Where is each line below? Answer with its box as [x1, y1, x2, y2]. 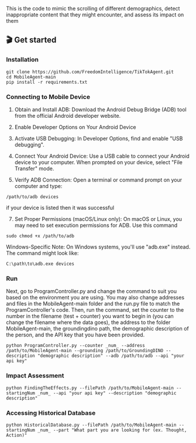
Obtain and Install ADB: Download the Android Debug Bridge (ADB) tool [14, 105, 187, 113]
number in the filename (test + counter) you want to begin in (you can [6, 313, 174, 320]
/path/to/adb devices [6, 193, 59, 200]
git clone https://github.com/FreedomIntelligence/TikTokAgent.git [6, 69, 174, 75]
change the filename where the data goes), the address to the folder [6, 319, 171, 326]
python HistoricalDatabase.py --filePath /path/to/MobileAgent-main [6, 422, 177, 428]
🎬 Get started [6, 35, 57, 45]
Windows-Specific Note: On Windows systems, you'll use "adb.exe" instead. [6, 243, 191, 250]
